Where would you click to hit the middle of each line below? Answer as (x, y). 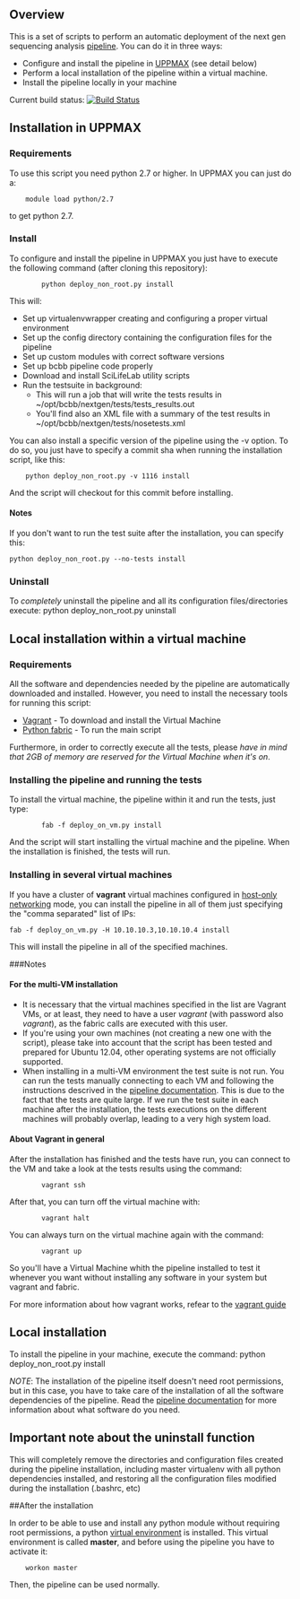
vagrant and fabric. (45, 1287)
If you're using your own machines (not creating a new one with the (147, 1033)
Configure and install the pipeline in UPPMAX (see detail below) (140, 63)
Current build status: (47, 100)
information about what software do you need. (95, 1409)
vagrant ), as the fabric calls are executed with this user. (125, 1023)
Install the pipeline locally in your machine (99, 82)
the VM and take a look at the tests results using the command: (126, 1169)
